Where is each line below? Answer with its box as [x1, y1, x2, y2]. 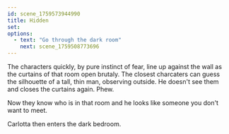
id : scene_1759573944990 [7, 10, 81, 18]
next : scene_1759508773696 [20, 43, 100, 50]
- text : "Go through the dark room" [13, 37, 122, 44]
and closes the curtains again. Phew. [7, 85, 114, 93]
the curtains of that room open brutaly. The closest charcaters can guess [7, 70, 221, 78]
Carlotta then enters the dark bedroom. [7, 120, 122, 128]
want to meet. [7, 106, 48, 114]
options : [7, 30, 33, 37]
